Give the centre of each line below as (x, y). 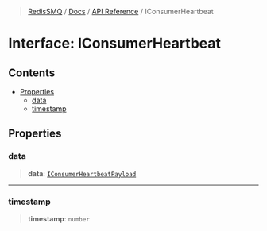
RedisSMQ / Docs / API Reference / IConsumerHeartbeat (121, 12)
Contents (32, 73)
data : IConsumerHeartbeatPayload (82, 173)
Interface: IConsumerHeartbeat (114, 44)
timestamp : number (58, 218)
